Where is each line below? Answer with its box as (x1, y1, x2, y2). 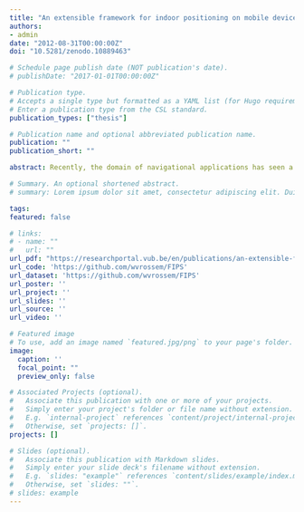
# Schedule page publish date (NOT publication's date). (9, 63, 229, 72)
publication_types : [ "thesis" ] (9, 113, 128, 122)
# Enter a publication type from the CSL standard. (9, 105, 208, 114)
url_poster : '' (9, 279, 67, 288)
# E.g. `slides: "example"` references (9, 472, 168, 481)
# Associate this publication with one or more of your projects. (9, 396, 273, 406)
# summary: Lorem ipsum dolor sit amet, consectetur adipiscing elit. (9, 188, 281, 197)
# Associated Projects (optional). (9, 388, 144, 397)
